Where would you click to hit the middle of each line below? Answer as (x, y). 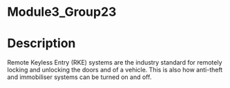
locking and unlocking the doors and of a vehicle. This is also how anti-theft (115, 70)
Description (41, 44)
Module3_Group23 (62, 12)
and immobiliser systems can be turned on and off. (79, 77)
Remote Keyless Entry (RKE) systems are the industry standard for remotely (115, 63)
